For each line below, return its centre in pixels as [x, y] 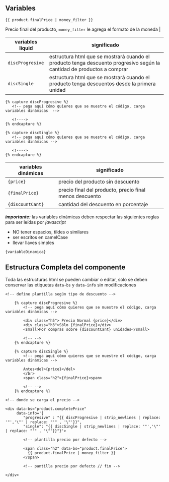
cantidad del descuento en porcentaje [103, 204]
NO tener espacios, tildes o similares [51, 232]
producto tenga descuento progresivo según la [105, 63]
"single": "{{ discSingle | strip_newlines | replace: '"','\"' [92, 426]
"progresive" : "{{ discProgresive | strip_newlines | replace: [92, 417]
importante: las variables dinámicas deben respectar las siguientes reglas [82, 217]
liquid [26, 48]
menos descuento [80, 196]
